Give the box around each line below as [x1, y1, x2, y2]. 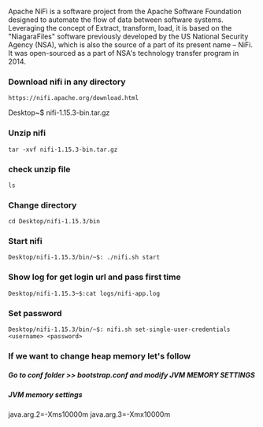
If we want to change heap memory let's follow [8, 351, 191, 361]
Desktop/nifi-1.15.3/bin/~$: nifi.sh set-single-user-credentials [8, 326, 231, 333]
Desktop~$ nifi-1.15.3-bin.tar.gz [8, 108, 110, 117]
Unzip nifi [8, 127, 46, 138]
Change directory [8, 200, 77, 211]
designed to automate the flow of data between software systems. [8, 15, 224, 24]
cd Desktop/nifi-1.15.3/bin [8, 218, 101, 226]
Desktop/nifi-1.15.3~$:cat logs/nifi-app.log [8, 289, 160, 297]
